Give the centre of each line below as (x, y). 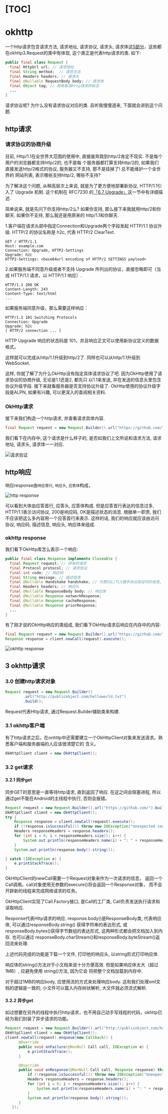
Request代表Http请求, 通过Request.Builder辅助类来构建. (62, 711)
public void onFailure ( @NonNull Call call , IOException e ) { (83, 1047)
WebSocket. (18, 363)
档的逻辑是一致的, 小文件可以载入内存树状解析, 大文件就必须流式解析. (76, 988)
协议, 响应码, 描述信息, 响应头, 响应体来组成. (50, 524)
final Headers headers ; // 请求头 (44, 76)
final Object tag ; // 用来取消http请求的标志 (54, 86)
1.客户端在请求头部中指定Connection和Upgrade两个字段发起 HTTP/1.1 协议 (81, 226)
